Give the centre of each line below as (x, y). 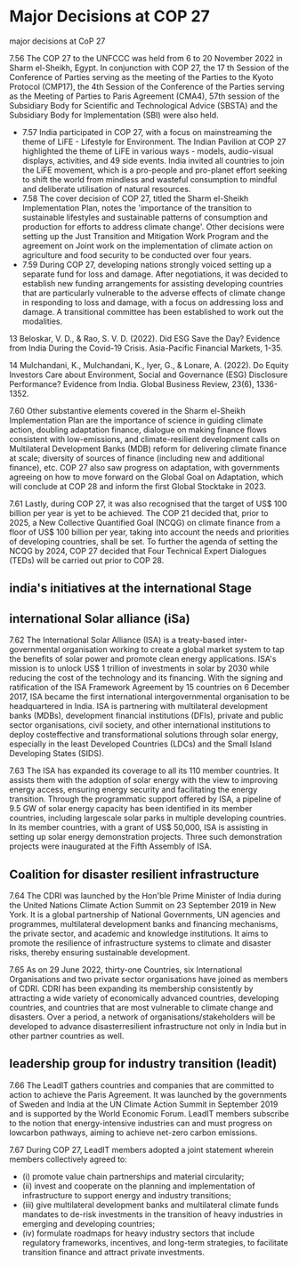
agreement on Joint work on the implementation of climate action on (147, 246)
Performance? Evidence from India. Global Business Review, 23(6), (132, 383)
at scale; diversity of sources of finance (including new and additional (137, 458)
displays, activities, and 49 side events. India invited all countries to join (153, 160)
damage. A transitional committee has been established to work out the (153, 311)
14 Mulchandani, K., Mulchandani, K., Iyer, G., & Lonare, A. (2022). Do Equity (149, 365)
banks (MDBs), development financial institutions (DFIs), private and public (146, 716)
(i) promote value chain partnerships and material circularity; (133, 1176)
